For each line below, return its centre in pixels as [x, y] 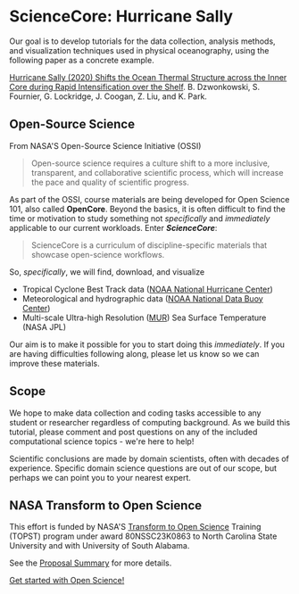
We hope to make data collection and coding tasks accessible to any [135, 413]
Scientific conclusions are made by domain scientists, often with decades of [149, 458]
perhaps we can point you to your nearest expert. [100, 477]
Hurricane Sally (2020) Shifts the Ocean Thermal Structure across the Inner [148, 77]
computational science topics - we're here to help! [102, 441]
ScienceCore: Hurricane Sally [121, 16]
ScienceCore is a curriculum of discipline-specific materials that [149, 245]
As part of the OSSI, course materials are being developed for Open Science [149, 199]
